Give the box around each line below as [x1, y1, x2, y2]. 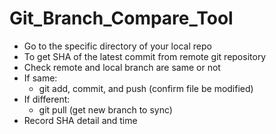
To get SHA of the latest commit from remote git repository [23, 50, 267, 62]
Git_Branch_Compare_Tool [9, 7, 234, 30]
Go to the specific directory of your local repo [23, 40, 212, 52]
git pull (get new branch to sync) [38, 103, 173, 116]
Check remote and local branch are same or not [23, 61, 221, 73]
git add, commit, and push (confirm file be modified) [38, 82, 254, 94]
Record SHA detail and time [23, 114, 138, 126]
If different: [23, 93, 71, 105]
